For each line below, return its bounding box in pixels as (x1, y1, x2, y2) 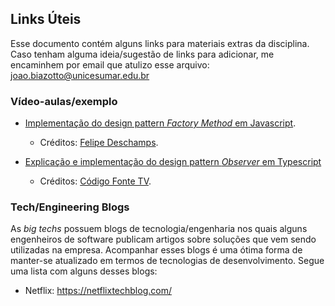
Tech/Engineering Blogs (10, 200, 130, 214)
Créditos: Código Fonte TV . (39, 175, 152, 187)
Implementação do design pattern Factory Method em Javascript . (24, 117, 297, 129)
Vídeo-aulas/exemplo (10, 94, 118, 108)
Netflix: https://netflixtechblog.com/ (24, 285, 172, 297)
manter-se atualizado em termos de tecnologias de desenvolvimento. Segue (10, 255, 325, 267)
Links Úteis (10, 11, 82, 28)
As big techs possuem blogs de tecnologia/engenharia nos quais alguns (10, 223, 308, 235)
